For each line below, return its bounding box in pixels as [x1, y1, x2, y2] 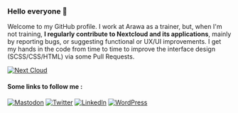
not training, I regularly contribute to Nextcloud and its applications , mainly [7, 30, 232, 38]
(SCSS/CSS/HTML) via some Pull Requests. [7, 52, 135, 61]
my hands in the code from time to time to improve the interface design [7, 45, 215, 54]
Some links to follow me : [7, 82, 83, 90]
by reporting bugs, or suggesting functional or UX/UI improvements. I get [7, 37, 222, 46]
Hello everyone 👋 [7, 6, 67, 16]
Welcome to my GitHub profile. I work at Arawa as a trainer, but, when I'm [7, 23, 222, 31]
